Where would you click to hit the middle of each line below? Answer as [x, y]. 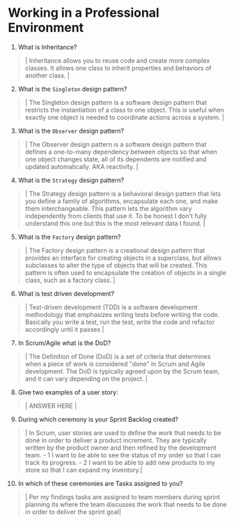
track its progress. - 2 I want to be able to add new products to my [120, 462]
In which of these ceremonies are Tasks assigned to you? [100, 483]
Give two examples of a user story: [68, 392]
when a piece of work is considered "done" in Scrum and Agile [115, 364]
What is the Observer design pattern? [71, 131]
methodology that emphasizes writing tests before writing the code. [122, 314]
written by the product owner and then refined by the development [120, 448]
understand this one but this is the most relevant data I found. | [115, 223]
